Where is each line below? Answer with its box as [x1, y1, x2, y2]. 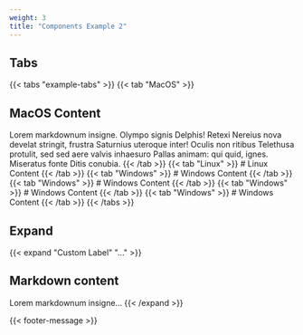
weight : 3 [9, 13, 47, 23]
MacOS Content [9, 105, 101, 120]
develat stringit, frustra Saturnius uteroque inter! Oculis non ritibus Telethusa [9, 139, 295, 150]
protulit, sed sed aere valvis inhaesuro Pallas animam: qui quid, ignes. [9, 148, 269, 159]
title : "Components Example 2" [9, 22, 128, 31]
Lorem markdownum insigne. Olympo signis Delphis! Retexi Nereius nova [9, 129, 282, 140]
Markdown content [9, 273, 119, 289]
